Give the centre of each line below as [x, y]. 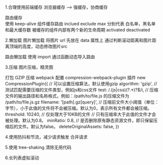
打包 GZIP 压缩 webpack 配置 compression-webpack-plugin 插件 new [75, 78]
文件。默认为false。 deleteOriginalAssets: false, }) [68, 127]
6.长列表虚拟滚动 [22, 158]
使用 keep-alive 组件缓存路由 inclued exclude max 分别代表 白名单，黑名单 [81, 24]
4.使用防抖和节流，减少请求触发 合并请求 [46, 137]
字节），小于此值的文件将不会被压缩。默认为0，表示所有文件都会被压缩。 [79, 108]
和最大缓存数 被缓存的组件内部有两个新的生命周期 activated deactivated [78, 30]
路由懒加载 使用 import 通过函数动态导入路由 [50, 57]
